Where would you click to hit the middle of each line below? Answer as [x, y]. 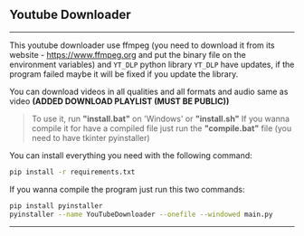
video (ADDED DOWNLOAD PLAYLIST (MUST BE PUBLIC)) [119, 101]
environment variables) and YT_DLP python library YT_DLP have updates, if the [152, 64]
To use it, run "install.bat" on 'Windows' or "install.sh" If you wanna [161, 118]
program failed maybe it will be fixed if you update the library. [124, 74]
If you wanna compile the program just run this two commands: [128, 189]
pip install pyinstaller [56, 206]
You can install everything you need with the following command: [131, 155]
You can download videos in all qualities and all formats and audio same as [149, 91]
